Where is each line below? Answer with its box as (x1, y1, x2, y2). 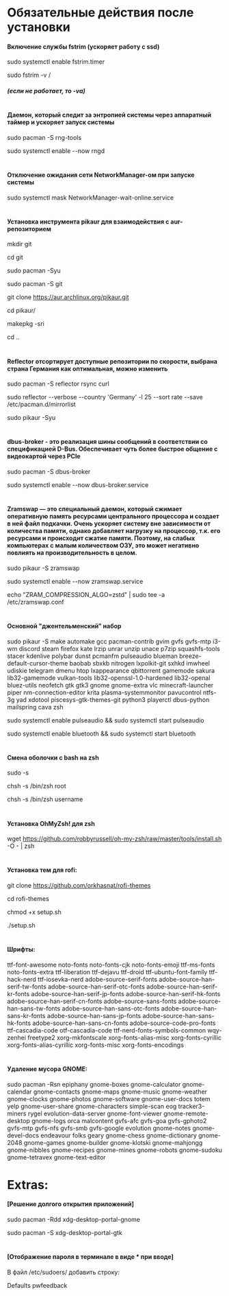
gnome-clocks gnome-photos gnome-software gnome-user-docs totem (7, 1094, 211, 1103)
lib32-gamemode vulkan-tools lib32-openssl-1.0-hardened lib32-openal (7, 674, 211, 682)
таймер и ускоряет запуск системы (7, 118, 115, 126)
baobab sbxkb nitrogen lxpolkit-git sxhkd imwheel (69, 659, 211, 667)
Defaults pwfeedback (7, 1281, 68, 1289)
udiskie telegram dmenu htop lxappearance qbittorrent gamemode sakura (7, 666, 215, 674)
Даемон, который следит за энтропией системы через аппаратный (7, 111, 212, 119)
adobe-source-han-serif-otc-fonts (47, 982, 146, 991)
